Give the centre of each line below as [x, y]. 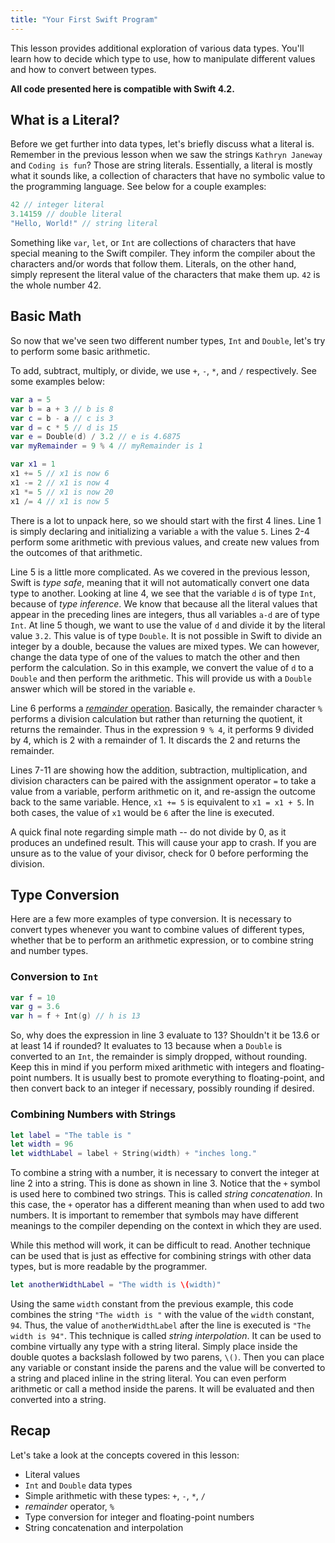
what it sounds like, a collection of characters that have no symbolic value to [168, 176]
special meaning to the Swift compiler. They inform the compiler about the [163, 253]
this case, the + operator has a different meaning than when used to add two [167, 1205]
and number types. [49, 951]
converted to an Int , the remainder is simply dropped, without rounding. [159, 1057]
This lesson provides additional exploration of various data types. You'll [157, 48]
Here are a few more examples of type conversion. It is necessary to [151, 919]
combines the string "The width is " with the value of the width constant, [162, 1315]
